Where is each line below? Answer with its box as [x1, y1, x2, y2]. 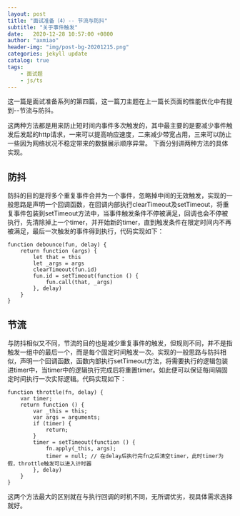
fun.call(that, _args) [45, 279, 114, 286]
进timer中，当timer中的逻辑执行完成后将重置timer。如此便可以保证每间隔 [7, 365, 221, 374]
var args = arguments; [33, 414, 101, 421]
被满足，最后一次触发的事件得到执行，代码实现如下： [7, 227, 164, 236]
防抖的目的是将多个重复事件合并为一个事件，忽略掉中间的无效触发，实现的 [7, 191, 226, 200]
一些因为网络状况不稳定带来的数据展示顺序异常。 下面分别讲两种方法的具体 [7, 139, 229, 148]
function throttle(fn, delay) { [7, 389, 104, 396]
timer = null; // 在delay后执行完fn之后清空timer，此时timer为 [45, 452, 224, 460]
